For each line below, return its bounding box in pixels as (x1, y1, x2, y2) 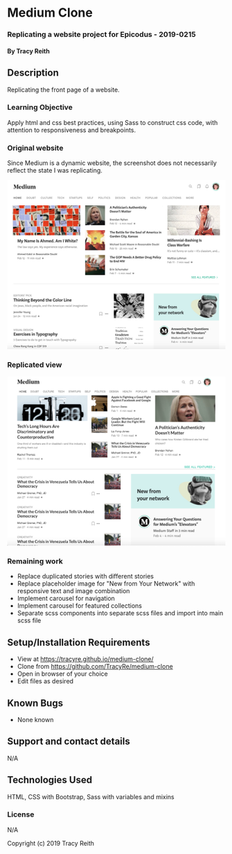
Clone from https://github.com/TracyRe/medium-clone (17, 663, 173, 671)
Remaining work (7, 556, 64, 566)
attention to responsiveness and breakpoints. (7, 126, 136, 134)
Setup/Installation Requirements (7, 636, 150, 648)
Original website (7, 143, 64, 153)
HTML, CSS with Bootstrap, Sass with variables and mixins (7, 792, 175, 801)
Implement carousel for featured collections (17, 601, 142, 610)
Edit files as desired (17, 677, 74, 685)
